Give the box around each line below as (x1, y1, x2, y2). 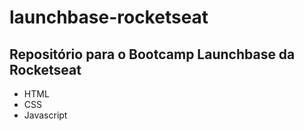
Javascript (23, 109, 68, 121)
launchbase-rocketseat (9, 6, 209, 29)
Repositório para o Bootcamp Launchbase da (9, 46, 296, 63)
